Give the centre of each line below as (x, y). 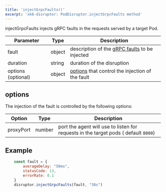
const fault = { (31, 162)
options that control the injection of (111, 71)
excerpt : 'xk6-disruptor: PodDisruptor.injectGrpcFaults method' (74, 14)
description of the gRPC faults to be (111, 49)
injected (79, 55)
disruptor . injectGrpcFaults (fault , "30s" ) (58, 185)
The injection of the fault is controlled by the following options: (69, 106)
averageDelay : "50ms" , (46, 166)
